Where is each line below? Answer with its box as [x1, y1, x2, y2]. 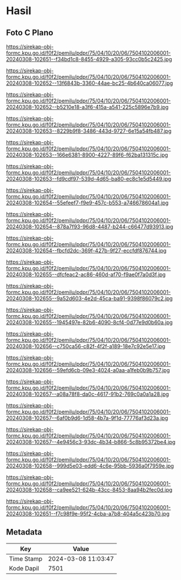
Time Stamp [9, 555, 43, 563]
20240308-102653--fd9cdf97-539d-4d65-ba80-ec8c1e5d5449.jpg [6, 175, 172, 182]
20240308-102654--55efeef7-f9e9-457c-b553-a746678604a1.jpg [6, 199, 169, 206]
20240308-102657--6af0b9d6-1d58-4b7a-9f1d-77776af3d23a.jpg [6, 415, 169, 422]
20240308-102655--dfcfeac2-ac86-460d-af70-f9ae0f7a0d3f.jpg [6, 271, 166, 278]
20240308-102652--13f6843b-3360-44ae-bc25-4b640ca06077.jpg [6, 79, 173, 87]
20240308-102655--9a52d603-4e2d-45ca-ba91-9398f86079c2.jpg [6, 295, 173, 301]
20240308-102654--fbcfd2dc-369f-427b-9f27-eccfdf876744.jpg [6, 247, 167, 254]
